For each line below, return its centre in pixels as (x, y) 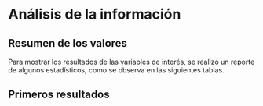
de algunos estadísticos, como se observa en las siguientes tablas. (117, 70)
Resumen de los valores (68, 43)
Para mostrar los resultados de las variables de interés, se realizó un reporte (131, 62)
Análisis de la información (95, 14)
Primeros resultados (59, 95)
